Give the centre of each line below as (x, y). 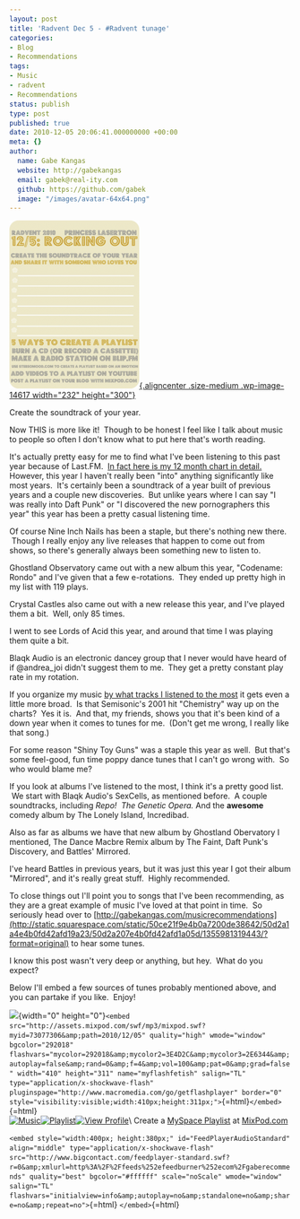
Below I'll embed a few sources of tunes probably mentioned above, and (143, 988)
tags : (19, 66)
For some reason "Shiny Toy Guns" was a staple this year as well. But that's (150, 750)
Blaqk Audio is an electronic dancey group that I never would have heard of (148, 658)
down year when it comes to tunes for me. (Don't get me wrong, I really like (149, 723)
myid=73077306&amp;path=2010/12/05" (77, 1036)
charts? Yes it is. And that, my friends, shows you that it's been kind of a (145, 714)
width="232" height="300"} (84, 396)
